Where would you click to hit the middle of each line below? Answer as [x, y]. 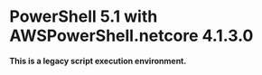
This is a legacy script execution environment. [98, 61]
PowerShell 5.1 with [84, 17]
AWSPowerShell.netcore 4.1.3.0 [131, 36]
